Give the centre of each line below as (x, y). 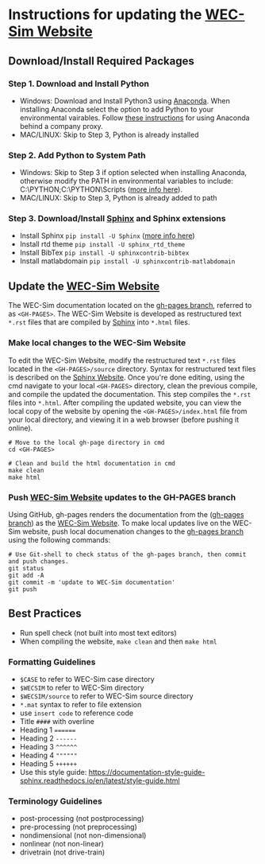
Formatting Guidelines (52, 662)
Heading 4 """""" (48, 755)
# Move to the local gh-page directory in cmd (86, 442)
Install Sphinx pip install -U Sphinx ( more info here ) (108, 235)
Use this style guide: (53, 772)
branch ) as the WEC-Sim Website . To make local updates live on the (120, 523)
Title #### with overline (57, 721)
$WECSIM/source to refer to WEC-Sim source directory (106, 696)
